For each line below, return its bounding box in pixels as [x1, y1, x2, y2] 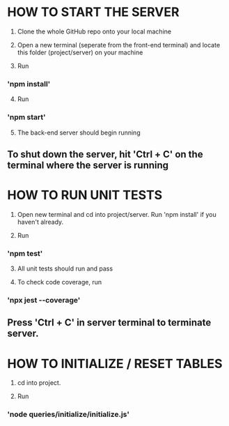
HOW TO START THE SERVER [7, 4, 180, 20]
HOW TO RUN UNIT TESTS [7, 188, 163, 203]
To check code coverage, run [17, 278, 102, 287]
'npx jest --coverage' [7, 296, 81, 305]
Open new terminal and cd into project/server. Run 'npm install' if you [17, 210, 217, 218]
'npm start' [7, 112, 47, 122]
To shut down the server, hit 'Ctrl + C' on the [7, 148, 203, 160]
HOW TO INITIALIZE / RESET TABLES [7, 356, 223, 372]
